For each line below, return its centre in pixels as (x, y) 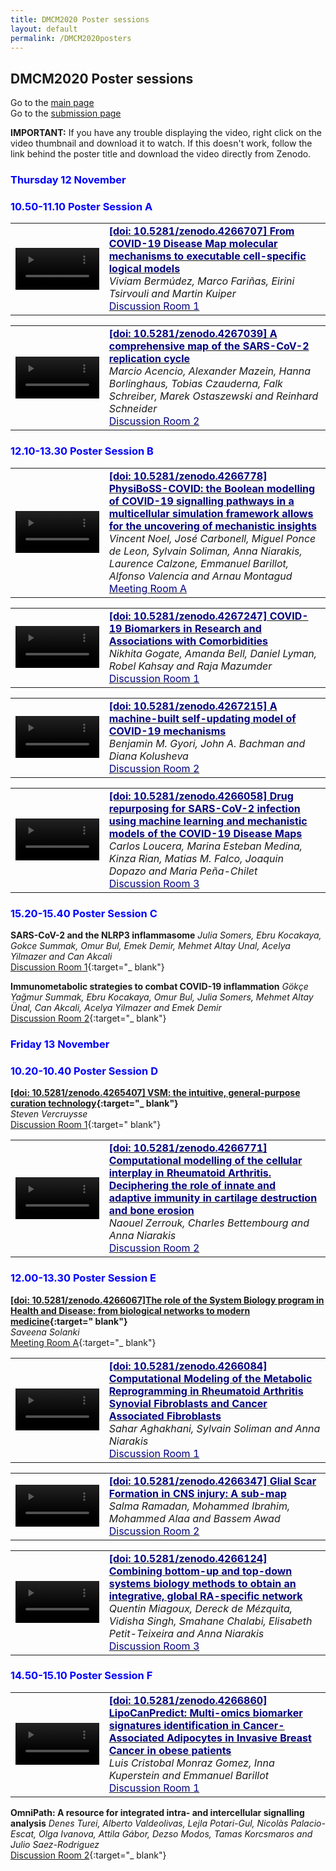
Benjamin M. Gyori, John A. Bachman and (207, 743)
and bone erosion (151, 1211)
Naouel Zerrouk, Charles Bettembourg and (209, 1223)
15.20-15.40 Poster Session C (84, 913)
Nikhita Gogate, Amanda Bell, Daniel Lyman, (213, 653)
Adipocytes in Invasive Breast (239, 1738)
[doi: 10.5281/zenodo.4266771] (188, 1148)
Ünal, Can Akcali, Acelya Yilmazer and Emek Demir (116, 1007)
